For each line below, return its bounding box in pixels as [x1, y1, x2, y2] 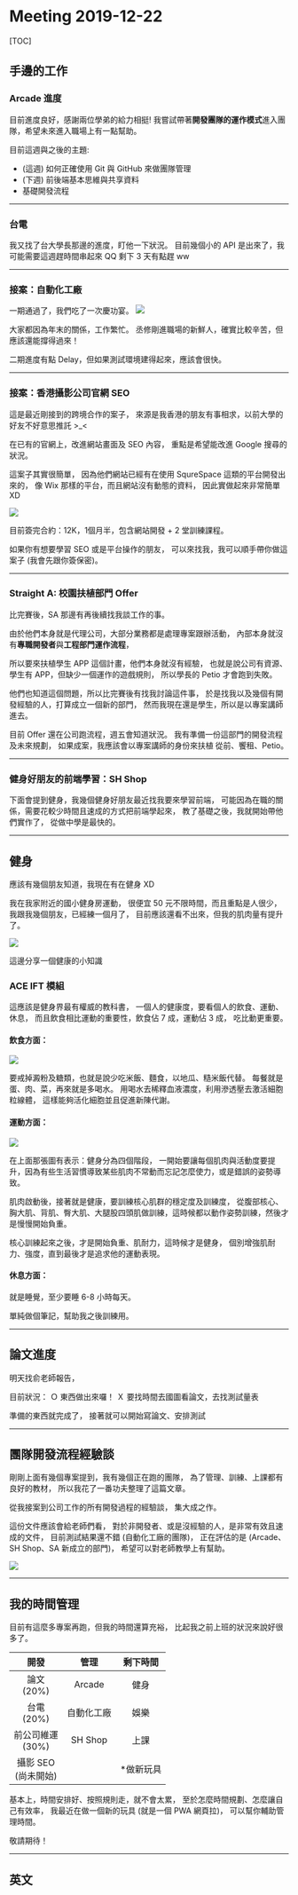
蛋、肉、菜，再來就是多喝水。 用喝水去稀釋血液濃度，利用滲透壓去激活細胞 [9, 1084, 284, 1094]
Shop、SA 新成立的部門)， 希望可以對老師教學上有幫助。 [21, 1543, 231, 1554]
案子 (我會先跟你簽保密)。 [9, 555, 104, 565]
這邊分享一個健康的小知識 [9, 955, 103, 966]
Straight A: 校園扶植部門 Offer [9, 588, 139, 600]
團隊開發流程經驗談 [9, 1447, 114, 1462]
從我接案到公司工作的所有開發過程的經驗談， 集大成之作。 [9, 1502, 222, 1512]
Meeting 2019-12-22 [9, 6, 163, 27]
